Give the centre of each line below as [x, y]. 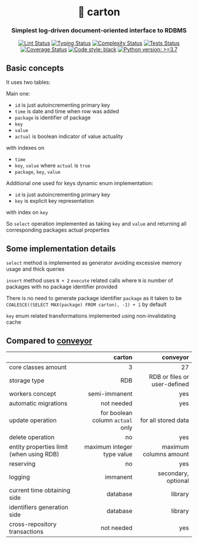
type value [118, 454]
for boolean [116, 413]
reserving [22, 463]
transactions [26, 531]
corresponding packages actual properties [58, 230]
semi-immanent [110, 393]
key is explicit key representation [54, 201]
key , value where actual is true [52, 166]
